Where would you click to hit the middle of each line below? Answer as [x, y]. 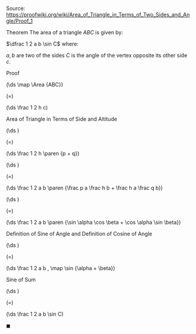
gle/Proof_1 [19, 21]
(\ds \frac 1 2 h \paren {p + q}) [43, 153]
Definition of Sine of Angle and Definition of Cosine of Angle [79, 234]
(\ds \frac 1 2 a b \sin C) [35, 314]
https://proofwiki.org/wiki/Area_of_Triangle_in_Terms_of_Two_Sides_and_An [98, 15]
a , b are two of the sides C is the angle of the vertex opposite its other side [97, 56]
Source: [16, 8]
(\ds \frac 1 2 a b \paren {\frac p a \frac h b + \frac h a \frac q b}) [85, 188]
